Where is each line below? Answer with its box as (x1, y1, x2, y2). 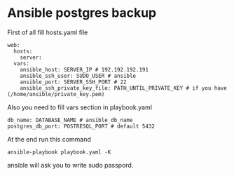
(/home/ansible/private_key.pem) (7, 90, 105, 97)
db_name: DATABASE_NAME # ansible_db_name (7, 116, 133, 123)
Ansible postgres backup (7, 5, 157, 21)
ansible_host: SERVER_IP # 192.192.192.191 (20, 66, 149, 73)
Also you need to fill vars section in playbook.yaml (7, 103, 153, 111)
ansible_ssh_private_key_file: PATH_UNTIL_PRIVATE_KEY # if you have (20, 84, 228, 92)
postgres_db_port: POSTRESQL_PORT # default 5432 (7, 123, 156, 130)
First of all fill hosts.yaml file (7, 28, 88, 36)
